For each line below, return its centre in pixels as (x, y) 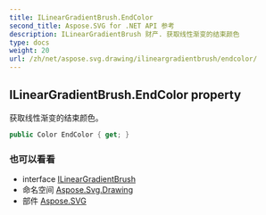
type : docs (29, 42)
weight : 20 (29, 51)
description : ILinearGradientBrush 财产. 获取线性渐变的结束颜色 (125, 34)
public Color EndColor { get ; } (69, 135)
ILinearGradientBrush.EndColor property (125, 95)
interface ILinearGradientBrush (79, 178)
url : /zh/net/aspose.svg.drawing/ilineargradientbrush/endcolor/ (133, 59)
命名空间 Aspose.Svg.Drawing (78, 189)
